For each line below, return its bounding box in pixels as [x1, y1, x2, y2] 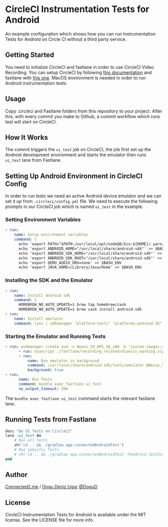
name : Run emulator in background [27, 358, 99, 363]
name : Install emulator [14, 316, 64, 321]
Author [5, 471, 27, 479]
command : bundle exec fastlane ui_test [18, 381, 101, 386]
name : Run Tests [18, 377, 52, 382]
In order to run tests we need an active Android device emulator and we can [5, 193, 161, 199]
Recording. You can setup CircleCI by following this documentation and [5, 69, 152, 75]
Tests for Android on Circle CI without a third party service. [5, 36, 126, 42]
